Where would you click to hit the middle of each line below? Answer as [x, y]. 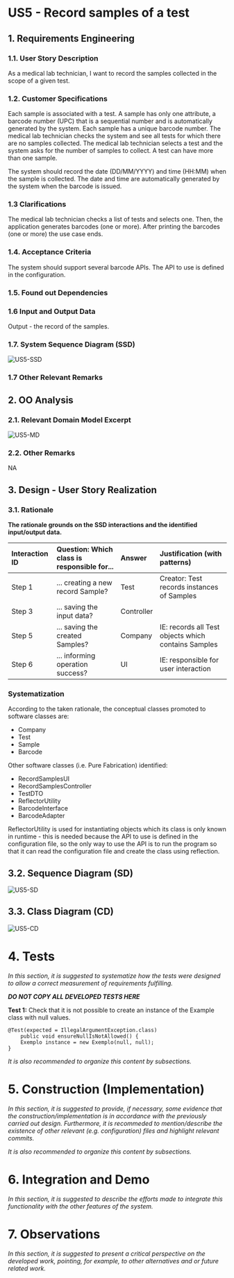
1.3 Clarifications [37, 204]
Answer [134, 558]
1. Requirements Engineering [71, 39]
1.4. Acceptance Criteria [50, 252]
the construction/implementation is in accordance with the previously [107, 1115]
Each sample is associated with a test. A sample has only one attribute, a [112, 114]
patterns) [175, 562]
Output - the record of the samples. [59, 326]
